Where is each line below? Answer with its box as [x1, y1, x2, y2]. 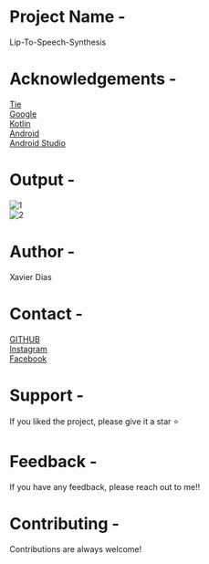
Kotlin [9, 118, 31, 129]
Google [9, 108, 37, 120]
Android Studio [9, 137, 67, 148]
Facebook [9, 353, 47, 364]
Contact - [9, 303, 84, 324]
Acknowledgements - [9, 68, 177, 89]
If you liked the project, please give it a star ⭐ [9, 415, 180, 426]
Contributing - [9, 513, 120, 534]
